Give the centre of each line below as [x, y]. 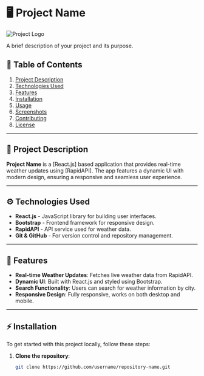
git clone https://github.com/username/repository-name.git [93, 367]
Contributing [31, 118]
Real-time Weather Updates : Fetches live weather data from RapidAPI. [104, 275]
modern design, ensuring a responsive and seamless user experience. [94, 177]
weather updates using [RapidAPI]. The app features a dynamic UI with [95, 170]
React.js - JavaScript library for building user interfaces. [86, 216]
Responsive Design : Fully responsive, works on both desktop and [97, 295]
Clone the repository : [42, 356]
